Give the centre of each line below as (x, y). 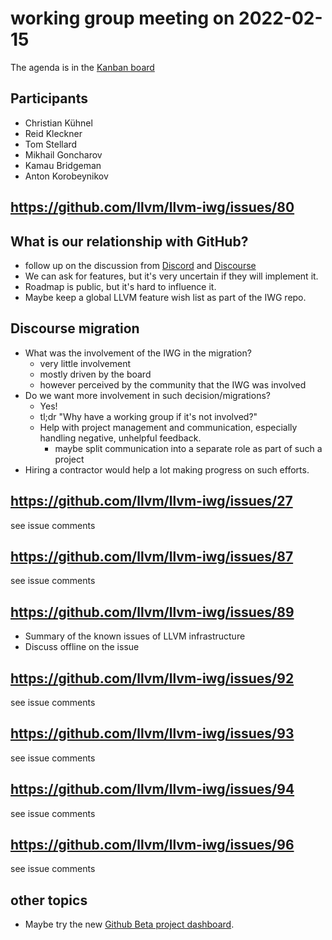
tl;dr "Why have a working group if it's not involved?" (148, 416)
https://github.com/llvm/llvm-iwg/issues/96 (152, 845)
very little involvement (85, 363)
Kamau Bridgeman (63, 165)
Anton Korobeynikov (66, 176)
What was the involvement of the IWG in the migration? (138, 353)
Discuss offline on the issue (82, 647)
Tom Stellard (51, 144)
